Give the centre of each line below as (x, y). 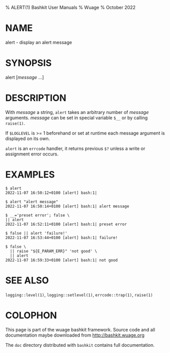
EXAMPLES (30, 174)
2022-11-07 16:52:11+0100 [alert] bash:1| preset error (66, 224)
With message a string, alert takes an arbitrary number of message (77, 112)
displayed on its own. (28, 139)
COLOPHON (31, 315)
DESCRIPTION (36, 98)
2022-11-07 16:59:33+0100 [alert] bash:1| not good (61, 260)
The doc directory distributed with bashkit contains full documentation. (80, 345)
